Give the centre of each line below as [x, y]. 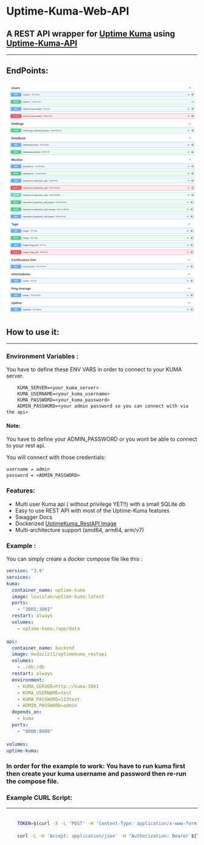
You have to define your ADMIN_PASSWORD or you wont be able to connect [102, 439]
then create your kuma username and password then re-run [97, 774]
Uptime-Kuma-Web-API [68, 11]
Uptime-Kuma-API [42, 43]
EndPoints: [27, 71]
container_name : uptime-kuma [49, 590]
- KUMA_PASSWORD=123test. [50, 699]
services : [19, 577]
